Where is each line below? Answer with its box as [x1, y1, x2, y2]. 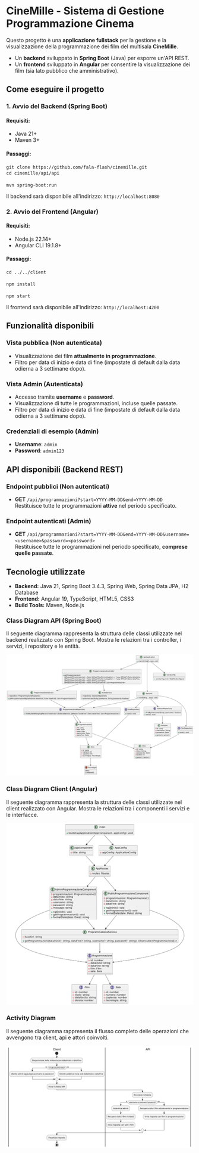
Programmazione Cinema [6, 17, 135, 30]
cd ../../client [6, 269, 46, 275]
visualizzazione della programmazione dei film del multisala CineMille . [6, 43, 178, 50]
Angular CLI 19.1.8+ [14, 241, 62, 248]
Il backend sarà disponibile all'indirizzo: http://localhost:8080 [6, 192, 160, 200]
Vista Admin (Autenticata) [6, 380, 83, 388]
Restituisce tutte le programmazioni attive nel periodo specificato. [14, 502, 177, 509]
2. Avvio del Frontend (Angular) [6, 207, 99, 216]
